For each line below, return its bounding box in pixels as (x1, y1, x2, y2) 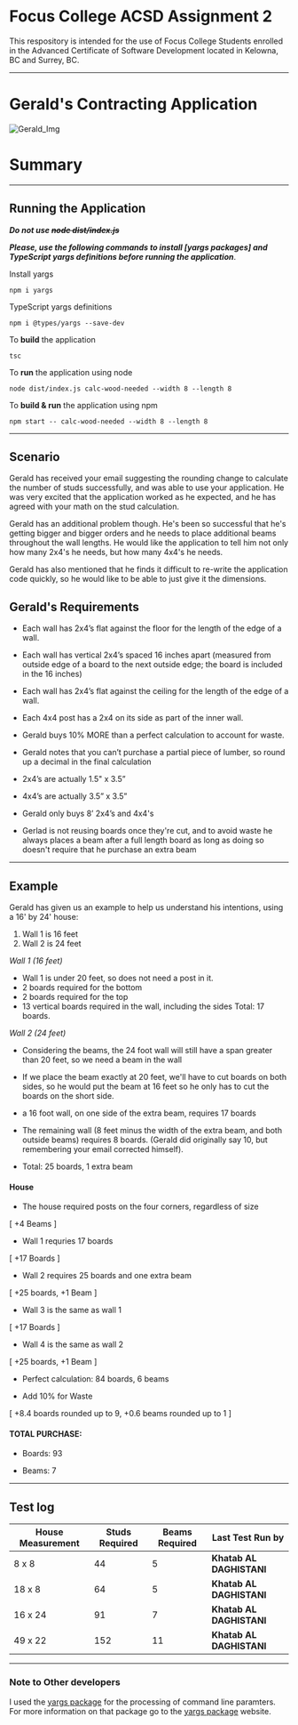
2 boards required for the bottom (21, 982, 143, 993)
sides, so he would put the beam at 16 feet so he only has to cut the (21, 1081, 270, 1092)
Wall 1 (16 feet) (9, 955, 64, 966)
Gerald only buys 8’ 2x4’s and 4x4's (21, 808, 154, 819)
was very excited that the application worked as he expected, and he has (9, 492, 277, 503)
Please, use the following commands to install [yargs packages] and (9, 242, 268, 253)
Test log (9, 1499, 55, 1514)
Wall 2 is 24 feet (21, 939, 82, 949)
